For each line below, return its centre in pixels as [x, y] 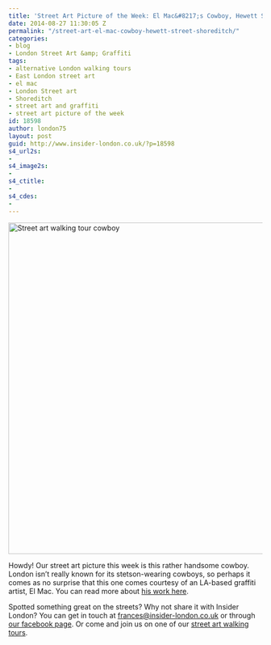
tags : [17, 61]
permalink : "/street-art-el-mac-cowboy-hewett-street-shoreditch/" [124, 31]
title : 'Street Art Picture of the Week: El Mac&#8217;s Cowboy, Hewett [133, 16]
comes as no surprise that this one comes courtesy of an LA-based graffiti [132, 582]
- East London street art [52, 76]
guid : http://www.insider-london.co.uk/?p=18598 [92, 143]
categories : [28, 38]
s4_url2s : [25, 151]
